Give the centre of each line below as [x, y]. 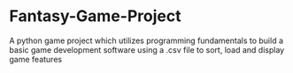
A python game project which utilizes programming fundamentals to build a [146, 40]
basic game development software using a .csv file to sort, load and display [147, 49]
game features [36, 59]
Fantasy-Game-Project [95, 16]
